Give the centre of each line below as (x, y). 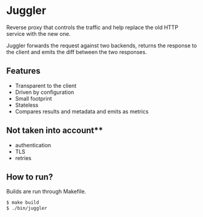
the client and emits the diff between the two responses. (77, 52)
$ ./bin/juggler (27, 209)
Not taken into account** (55, 131)
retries (23, 158)
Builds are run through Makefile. (46, 192)
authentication (33, 145)
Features (23, 71)
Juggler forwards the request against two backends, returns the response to (101, 45)
